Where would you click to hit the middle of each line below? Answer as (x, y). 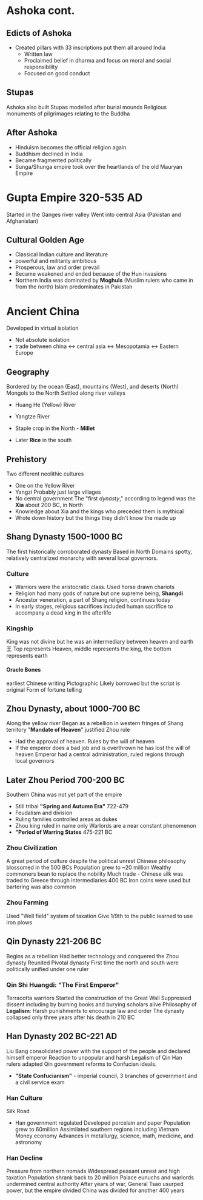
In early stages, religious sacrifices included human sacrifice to (94, 606)
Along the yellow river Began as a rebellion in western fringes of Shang (95, 723)
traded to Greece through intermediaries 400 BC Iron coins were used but (98, 881)
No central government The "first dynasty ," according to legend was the (105, 498)
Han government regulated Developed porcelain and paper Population (103, 1123)
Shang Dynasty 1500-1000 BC (65, 537)
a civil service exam (40, 1082)
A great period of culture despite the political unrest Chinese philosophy (96, 861)
